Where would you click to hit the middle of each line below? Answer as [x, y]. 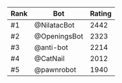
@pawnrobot [55, 70]
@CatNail [50, 59]
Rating [101, 13]
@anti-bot [51, 47]
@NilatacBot [54, 25]
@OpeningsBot [59, 36]
